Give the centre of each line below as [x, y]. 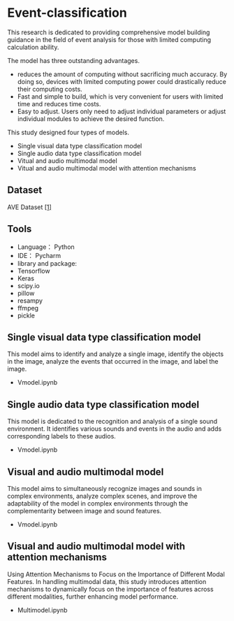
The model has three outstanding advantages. [73, 60]
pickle [26, 315]
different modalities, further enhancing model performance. [93, 597]
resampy [30, 300]
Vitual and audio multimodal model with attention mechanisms [107, 168]
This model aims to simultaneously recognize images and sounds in [105, 488]
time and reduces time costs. [59, 103]
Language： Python [46, 247]
